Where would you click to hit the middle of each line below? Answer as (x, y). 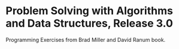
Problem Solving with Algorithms (89, 11)
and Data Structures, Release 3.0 (89, 23)
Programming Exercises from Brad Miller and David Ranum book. (86, 40)
